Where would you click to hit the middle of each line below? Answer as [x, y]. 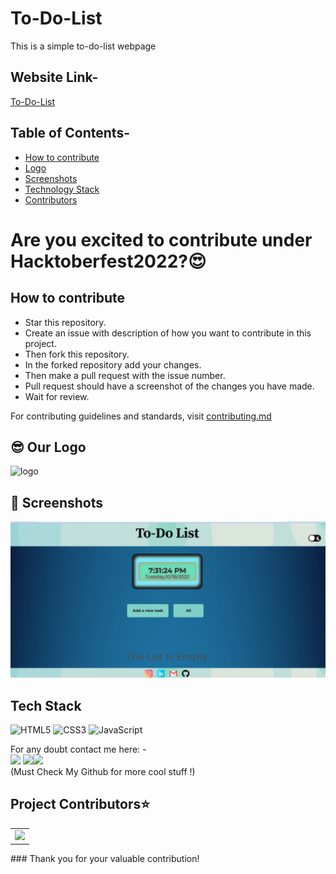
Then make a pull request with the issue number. [125, 375]
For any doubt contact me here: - [78, 749]
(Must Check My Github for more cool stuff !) [103, 772]
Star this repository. [65, 322]
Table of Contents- [70, 133]
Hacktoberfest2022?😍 [108, 261]
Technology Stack [62, 189]
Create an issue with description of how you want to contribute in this [168, 333]
